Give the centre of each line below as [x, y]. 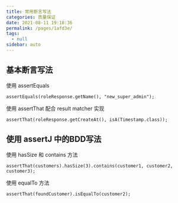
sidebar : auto [24, 45]
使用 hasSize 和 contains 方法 [42, 154]
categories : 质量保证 [31, 17]
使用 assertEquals [28, 85]
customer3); [21, 171]
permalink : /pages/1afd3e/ [39, 28]
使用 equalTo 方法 [28, 183]
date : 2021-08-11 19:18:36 [39, 22]
